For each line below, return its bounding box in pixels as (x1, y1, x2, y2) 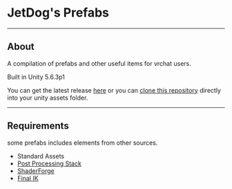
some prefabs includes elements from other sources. (7, 138, 158, 147)
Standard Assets (17, 152, 64, 160)
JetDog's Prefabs (7, 5, 109, 21)
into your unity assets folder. (7, 93, 88, 102)
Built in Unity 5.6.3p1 (7, 73, 66, 81)
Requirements (7, 120, 69, 132)
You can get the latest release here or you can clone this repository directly (7, 86, 221, 94)
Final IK (17, 174, 39, 182)
